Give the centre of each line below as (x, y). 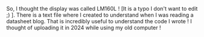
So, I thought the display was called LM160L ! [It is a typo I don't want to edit (102, 9)
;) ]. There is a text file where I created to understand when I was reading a (100, 15)
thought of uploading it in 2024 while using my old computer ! (84, 27)
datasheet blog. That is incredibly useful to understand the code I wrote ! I (99, 21)
